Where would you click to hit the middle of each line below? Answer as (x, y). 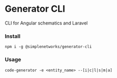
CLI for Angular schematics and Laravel (46, 23)
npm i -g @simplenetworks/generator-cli (49, 47)
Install (13, 36)
